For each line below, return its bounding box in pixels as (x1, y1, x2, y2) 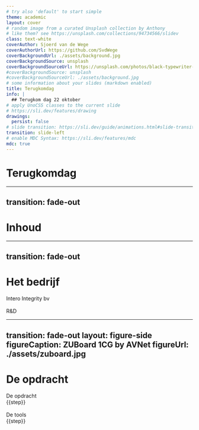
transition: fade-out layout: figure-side (6, 330, 152, 341)
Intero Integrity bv (6, 295, 50, 302)
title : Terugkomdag (6, 86, 54, 92)
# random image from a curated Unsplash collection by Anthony (6, 25, 166, 31)
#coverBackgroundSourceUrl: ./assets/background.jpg (6, 75, 139, 81)
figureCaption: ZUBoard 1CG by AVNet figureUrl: (6, 339, 189, 349)
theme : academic (6, 14, 46, 20)
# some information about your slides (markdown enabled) (6, 81, 152, 86)
